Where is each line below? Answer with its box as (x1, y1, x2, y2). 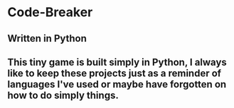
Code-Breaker (7, 4, 93, 20)
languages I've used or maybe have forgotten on (7, 78, 227, 90)
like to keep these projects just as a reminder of (7, 67, 222, 79)
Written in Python (7, 32, 87, 44)
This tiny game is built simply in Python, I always (7, 56, 228, 68)
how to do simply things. (7, 89, 119, 101)
